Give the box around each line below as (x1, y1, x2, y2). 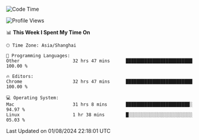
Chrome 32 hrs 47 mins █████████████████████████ (6, 79, 193, 84)
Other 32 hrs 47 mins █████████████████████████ (6, 58, 193, 64)
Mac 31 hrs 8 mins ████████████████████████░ (6, 102, 193, 108)
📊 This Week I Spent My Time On (6, 29, 90, 35)
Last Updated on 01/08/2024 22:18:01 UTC (6, 128, 111, 134)
